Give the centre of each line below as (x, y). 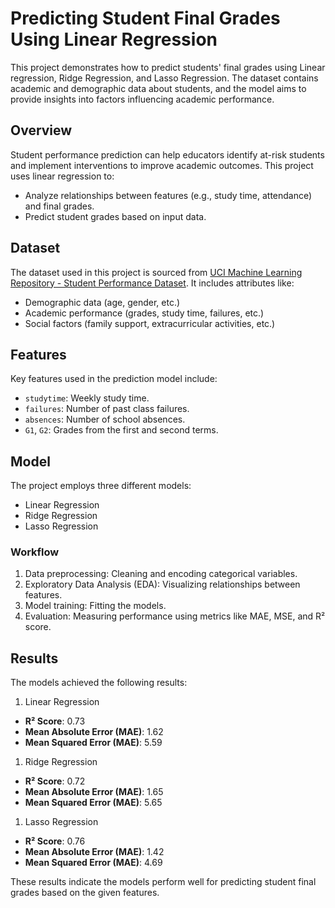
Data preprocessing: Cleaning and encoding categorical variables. (161, 574)
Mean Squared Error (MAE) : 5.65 (93, 803)
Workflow (35, 552)
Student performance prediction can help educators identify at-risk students (167, 154)
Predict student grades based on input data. (115, 216)
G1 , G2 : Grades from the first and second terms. (121, 430)
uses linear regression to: (62, 176)
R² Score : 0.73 (55, 721)
